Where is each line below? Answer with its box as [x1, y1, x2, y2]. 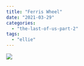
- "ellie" [11, 37, 36, 43]
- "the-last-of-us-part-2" [11, 25, 79, 32]
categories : [6, 20, 36, 26]
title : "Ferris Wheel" [6, 8, 63, 15]
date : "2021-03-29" [6, 14, 55, 20]
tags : [6, 31, 20, 37]
